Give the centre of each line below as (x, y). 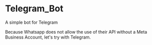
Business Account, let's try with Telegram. (48, 37)
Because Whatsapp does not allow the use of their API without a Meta (76, 32)
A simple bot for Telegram (32, 22)
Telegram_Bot (34, 9)
